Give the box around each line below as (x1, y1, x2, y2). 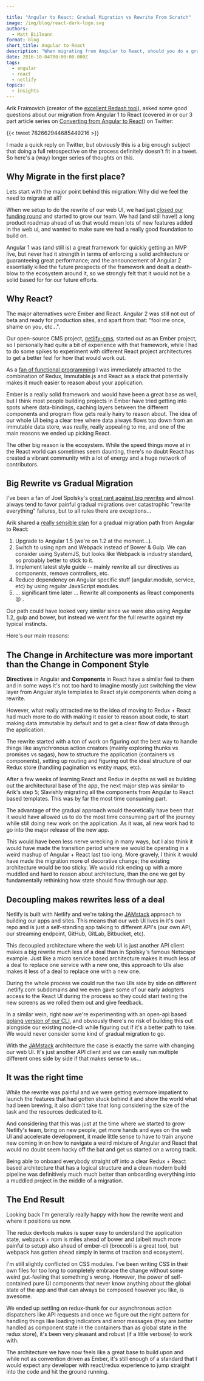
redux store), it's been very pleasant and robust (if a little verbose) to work (6, 1330, 192, 1337)
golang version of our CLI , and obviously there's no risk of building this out (6, 1017, 193, 1025)
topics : (6, 82, 26, 88)
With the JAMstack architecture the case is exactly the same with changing (6, 1042, 195, 1049)
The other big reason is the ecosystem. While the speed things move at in (6, 441, 191, 448)
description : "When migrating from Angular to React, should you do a (6, 48, 189, 55)
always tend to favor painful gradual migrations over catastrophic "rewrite (6, 501, 191, 508)
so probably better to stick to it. (15, 557, 94, 564)
